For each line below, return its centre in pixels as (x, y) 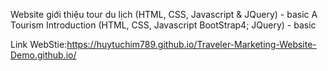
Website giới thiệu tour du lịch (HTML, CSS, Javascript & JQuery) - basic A (164, 14)
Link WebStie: (39, 44)
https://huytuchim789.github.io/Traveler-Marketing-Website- (191, 44)
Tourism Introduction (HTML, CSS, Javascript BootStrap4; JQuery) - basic (163, 25)
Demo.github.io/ (43, 55)
